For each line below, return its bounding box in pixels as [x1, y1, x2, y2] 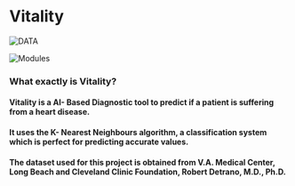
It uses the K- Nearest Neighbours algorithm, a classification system [9, 127, 267, 138]
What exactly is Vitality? [9, 75, 117, 87]
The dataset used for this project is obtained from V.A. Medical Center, [9, 157, 275, 167]
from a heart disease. [9, 107, 91, 117]
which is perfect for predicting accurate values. [9, 136, 189, 148]
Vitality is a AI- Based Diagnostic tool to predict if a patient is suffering [9, 97, 275, 108]
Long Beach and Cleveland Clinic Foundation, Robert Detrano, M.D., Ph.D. [9, 166, 286, 177]
